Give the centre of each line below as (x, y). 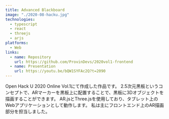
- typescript (24, 24)
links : (12, 52)
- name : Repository (31, 57)
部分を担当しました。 (27, 111)
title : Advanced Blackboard (35, 10)
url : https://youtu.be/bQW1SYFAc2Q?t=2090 (60, 71)
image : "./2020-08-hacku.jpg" (37, 15)
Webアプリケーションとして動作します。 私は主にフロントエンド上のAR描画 (85, 105)
